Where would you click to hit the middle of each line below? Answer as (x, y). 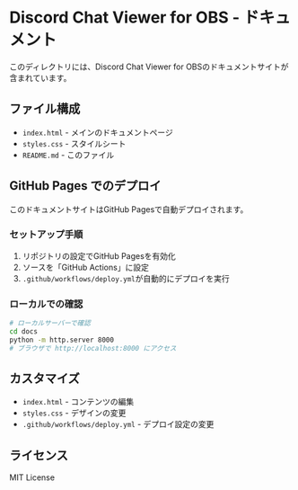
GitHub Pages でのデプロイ (85, 186)
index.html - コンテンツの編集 (78, 402)
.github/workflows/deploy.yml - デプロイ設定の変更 (118, 424)
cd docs (24, 332)
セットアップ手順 (46, 235)
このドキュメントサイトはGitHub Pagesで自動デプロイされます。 (129, 209)
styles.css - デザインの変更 (74, 413)
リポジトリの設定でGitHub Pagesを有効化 (99, 255)
